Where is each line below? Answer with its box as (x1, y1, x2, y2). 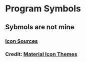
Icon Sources (5, 38, 38, 45)
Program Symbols (5, 3, 81, 14)
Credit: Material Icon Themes (5, 51, 77, 58)
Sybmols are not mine (5, 23, 74, 31)
